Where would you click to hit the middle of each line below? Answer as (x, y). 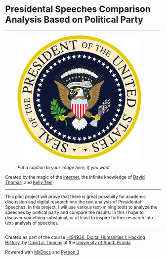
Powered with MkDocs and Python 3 (42, 252)
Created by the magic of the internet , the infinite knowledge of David (75, 177)
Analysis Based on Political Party (74, 20)
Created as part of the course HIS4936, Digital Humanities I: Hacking (75, 237)
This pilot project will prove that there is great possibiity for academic (76, 196)
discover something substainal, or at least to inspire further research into (79, 217)
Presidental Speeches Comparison (78, 9)
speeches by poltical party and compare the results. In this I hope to (75, 212)
